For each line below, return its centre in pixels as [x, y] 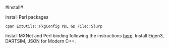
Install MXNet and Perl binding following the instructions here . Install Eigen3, [84, 36]
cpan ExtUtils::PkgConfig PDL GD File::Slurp [54, 26]
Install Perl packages [27, 17]
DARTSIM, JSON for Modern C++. [41, 41]
